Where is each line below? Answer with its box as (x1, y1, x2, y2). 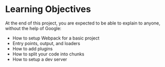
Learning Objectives (5, 3, 91, 15)
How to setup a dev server (12, 56, 67, 62)
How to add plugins (12, 45, 53, 51)
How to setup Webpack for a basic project (12, 35, 100, 41)
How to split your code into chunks (12, 51, 84, 57)
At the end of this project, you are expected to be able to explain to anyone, (5, 20, 160, 26)
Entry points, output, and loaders (12, 40, 80, 46)
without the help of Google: (5, 25, 61, 31)
